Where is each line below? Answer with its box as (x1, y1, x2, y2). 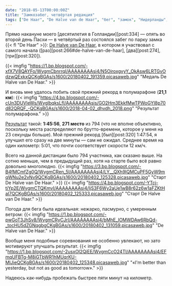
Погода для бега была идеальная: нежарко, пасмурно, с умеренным (5, 206, 157, 212)
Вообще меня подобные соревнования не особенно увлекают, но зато (5, 238, 161, 244)
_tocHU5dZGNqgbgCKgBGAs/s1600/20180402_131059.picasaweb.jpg (5, 222, 153, 229)
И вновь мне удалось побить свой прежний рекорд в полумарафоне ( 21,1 (5, 89, 167, 95)
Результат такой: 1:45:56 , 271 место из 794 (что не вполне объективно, (5, 121, 162, 127)
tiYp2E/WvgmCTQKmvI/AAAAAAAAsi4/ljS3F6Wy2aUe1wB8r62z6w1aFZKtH (5, 185, 165, 191)
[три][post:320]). (5, 53, 42, 59)
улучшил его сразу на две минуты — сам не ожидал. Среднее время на (5, 137, 164, 144)
